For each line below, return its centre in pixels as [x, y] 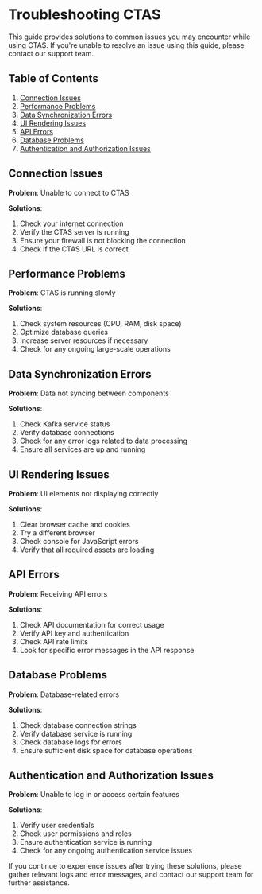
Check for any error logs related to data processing [104, 441]
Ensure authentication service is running [86, 842]
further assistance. [39, 883]
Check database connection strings [78, 725]
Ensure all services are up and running [83, 449]
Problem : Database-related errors [64, 694]
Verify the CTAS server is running [74, 231]
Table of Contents [54, 78]
